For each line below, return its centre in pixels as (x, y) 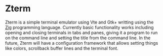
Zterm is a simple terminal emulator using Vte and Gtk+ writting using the (80, 22)
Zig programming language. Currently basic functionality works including (80, 27)
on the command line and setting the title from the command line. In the (78, 38)
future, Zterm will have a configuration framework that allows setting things (81, 43)
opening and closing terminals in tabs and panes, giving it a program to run (81, 32)
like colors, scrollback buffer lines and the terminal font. (62, 48)
